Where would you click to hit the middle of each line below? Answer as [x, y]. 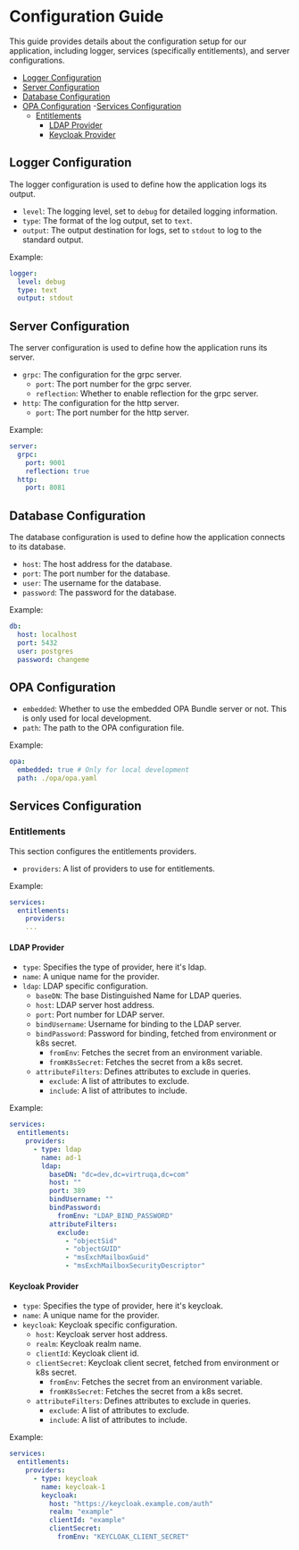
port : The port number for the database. [96, 573]
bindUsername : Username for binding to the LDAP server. [138, 1024]
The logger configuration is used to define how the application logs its [138, 184]
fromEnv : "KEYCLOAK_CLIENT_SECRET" [123, 1537]
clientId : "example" [87, 1520]
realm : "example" [81, 1512]
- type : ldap [57, 1149]
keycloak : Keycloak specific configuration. [100, 1325]
